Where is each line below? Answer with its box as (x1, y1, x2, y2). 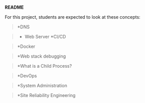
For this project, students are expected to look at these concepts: (5, 14, 141, 20)
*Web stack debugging (17, 53, 66, 59)
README (5, 5, 24, 10)
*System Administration (17, 83, 68, 88)
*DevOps (17, 73, 37, 79)
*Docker (17, 43, 36, 49)
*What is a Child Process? (17, 63, 72, 69)
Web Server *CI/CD (24, 34, 66, 39)
